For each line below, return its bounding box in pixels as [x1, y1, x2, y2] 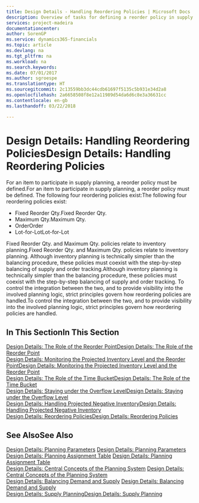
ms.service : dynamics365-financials [6, 36, 97, 42]
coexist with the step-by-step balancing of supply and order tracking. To [6, 278, 185, 285]
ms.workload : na [6, 58, 46, 64]
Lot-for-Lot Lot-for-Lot [14, 229, 70, 236]
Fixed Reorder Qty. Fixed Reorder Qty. [14, 209, 107, 217]
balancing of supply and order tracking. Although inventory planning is [6, 266, 178, 273]
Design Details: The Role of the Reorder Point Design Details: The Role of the [6, 343, 193, 350]
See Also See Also [6, 430, 73, 440]
